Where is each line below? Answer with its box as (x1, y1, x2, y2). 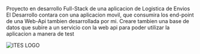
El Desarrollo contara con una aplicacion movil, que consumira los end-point (6, 11, 194, 18)
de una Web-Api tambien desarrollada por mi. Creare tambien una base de (6, 18, 190, 24)
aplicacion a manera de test (6, 30, 75, 37)
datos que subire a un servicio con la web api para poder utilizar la (6, 24, 170, 31)
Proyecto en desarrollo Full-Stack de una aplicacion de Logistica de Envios (6, 5, 190, 12)
